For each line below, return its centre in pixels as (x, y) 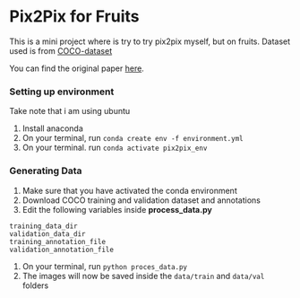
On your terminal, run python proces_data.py (105, 266)
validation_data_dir (48, 234)
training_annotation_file (57, 241)
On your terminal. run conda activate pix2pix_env (115, 148)
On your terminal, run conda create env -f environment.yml (133, 138)
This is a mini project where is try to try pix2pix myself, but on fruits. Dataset (150, 41)
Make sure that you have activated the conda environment (129, 190)
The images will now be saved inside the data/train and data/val (143, 276)
